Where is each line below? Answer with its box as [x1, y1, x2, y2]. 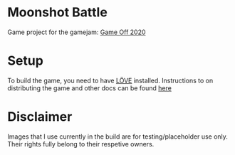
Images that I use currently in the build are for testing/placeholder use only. [7, 132, 228, 141]
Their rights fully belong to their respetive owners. [7, 139, 155, 148]
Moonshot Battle [7, 4, 108, 21]
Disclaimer [7, 109, 73, 125]
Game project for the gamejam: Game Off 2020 [7, 28, 146, 36]
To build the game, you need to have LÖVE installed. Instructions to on [7, 76, 214, 85]
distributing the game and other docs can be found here [7, 83, 172, 92]
